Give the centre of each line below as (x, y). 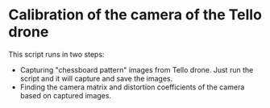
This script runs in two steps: (56, 54)
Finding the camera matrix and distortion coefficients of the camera (132, 87)
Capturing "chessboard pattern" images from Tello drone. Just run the (137, 69)
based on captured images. (65, 95)
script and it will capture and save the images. (96, 78)
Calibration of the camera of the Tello (135, 15)
